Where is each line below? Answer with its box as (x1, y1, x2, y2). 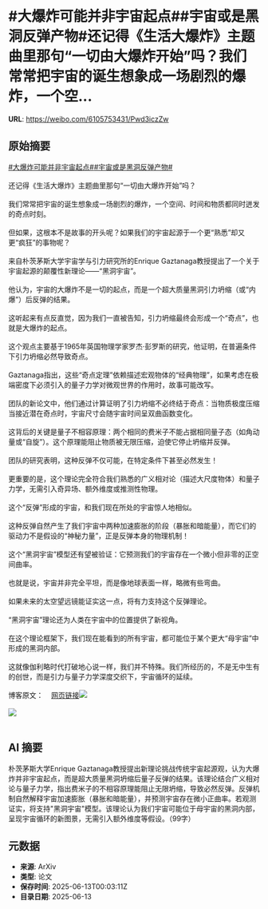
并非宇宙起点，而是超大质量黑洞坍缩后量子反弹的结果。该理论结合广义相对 (14, 773, 260, 783)
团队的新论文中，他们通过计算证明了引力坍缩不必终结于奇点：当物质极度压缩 (8, 398, 260, 408)
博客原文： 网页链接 (8, 690, 80, 700)
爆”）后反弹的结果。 (8, 294, 75, 304)
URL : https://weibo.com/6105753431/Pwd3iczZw (8, 114, 169, 124)
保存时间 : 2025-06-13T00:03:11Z (19, 882, 128, 891)
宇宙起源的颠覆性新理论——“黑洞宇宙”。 (8, 265, 141, 276)
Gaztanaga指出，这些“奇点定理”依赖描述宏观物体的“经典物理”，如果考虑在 (8, 369, 252, 380)
